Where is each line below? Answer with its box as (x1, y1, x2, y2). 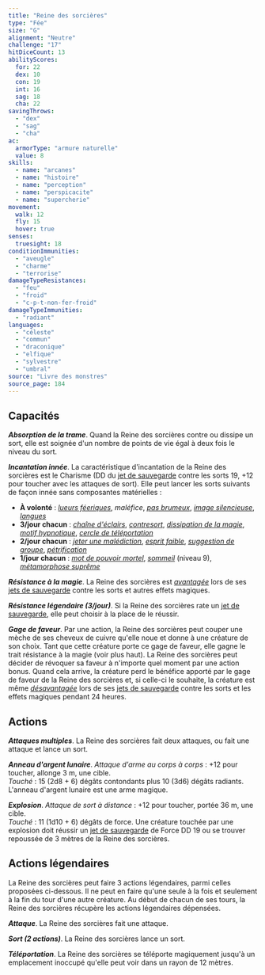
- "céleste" (15, 328, 55, 337)
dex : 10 (15, 70, 41, 78)
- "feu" (15, 284, 41, 292)
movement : (8, 203, 41, 211)
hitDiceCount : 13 (8, 48, 66, 56)
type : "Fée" (8, 19, 47, 27)
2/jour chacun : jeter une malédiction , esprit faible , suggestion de (19, 536, 235, 547)
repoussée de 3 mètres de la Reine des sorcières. (8, 834, 170, 844)
